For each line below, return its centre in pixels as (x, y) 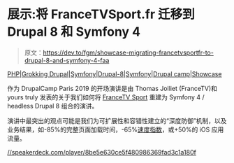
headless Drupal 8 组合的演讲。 (53, 106)
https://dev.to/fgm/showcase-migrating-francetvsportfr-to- (129, 52)
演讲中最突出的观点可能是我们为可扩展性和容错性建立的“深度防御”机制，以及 (117, 120)
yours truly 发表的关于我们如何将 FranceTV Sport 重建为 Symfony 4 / (106, 97)
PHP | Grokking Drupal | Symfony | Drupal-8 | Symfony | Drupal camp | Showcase (115, 73)
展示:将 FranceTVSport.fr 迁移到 (101, 14)
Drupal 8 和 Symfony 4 (74, 32)
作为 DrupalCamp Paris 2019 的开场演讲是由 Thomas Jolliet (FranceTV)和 (112, 88)
